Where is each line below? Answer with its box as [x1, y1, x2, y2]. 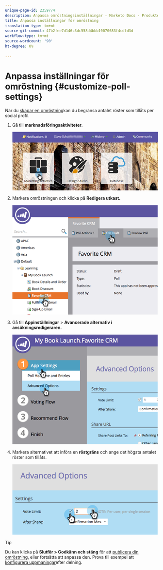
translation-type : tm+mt [5, 23, 55, 28]
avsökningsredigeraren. [12, 324, 62, 331]
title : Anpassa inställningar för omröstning [5, 18, 98, 23]
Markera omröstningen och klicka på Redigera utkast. [12, 195, 121, 201]
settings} [5, 91, 43, 102]
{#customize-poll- [54, 81, 130, 92]
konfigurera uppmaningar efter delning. [5, 559, 82, 565]
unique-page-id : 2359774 [5, 8, 55, 13]
